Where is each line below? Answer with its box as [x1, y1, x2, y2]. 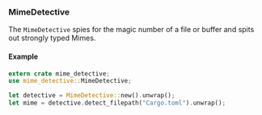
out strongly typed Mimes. [8, 33, 96, 43]
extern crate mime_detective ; [8, 69, 111, 78]
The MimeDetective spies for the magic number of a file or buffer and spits [8, 25, 255, 35]
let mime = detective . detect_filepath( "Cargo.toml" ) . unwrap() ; [8, 99, 226, 107]
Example [8, 51, 39, 61]
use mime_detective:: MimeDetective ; [8, 77, 132, 85]
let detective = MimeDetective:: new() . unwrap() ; [8, 92, 175, 100]
